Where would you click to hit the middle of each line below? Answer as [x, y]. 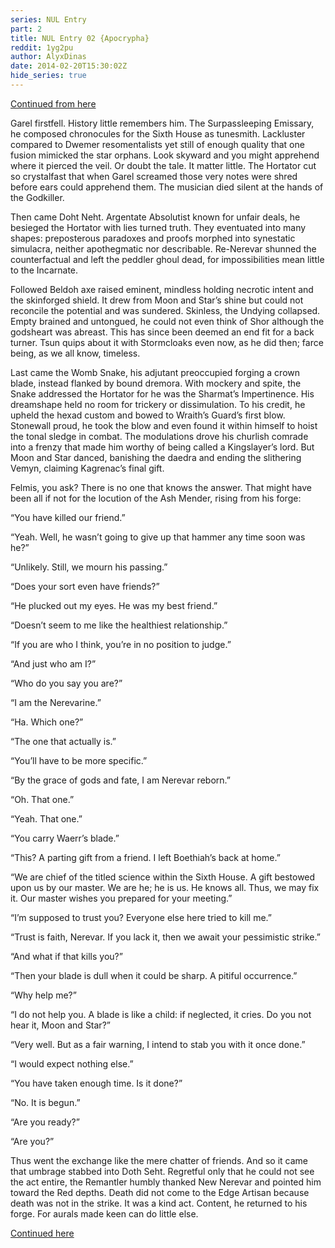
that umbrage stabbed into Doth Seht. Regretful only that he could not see [162, 1171]
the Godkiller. [37, 197]
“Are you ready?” [45, 1122]
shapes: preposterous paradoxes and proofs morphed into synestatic [153, 238]
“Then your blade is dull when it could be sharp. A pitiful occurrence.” [154, 975]
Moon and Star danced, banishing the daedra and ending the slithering [156, 457]
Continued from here [53, 103]
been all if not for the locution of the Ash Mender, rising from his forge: [156, 498]
